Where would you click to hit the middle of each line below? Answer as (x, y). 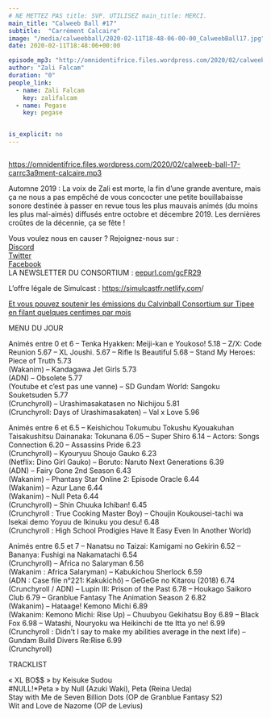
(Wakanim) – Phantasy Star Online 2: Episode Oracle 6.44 (104, 479)
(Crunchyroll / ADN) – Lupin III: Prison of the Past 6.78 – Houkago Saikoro (130, 589)
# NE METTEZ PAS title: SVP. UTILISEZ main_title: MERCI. (108, 16)
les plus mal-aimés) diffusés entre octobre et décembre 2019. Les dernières (134, 214)
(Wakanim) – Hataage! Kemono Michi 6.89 (78, 606)
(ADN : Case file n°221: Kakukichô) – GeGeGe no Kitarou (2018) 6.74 (122, 580)
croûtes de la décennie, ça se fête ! (67, 223)
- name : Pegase (41, 106)
